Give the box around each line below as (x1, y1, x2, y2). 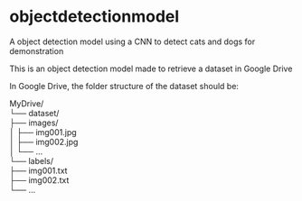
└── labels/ (9, 155, 54, 166)
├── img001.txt (9, 165, 68, 176)
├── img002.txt (9, 174, 70, 186)
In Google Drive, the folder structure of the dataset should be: (9, 80, 240, 91)
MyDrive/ (9, 97, 44, 109)
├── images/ (9, 117, 59, 128)
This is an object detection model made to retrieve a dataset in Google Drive (9, 63, 293, 74)
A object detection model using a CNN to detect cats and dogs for (9, 36, 256, 47)
